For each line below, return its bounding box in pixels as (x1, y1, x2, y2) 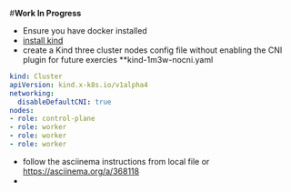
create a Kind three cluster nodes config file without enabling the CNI (22, 45, 283, 56)
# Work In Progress (9, 8, 82, 18)
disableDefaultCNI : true (17, 97, 112, 106)
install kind (22, 35, 64, 45)
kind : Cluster (9, 72, 64, 81)
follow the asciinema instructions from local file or (22, 156, 210, 167)
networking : (9, 88, 55, 98)
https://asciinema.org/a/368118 (22, 166, 139, 177)
